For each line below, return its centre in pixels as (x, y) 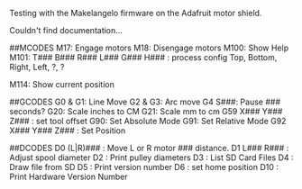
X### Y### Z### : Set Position (68, 130)
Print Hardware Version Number (69, 176)
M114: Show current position (62, 84)
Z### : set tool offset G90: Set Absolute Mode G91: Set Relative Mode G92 (148, 121)
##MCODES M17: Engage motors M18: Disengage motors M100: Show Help (149, 48)
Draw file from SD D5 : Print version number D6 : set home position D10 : (144, 167)
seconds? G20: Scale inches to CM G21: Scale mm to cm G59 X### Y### (146, 111)
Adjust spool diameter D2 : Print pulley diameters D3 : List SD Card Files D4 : (152, 157)
